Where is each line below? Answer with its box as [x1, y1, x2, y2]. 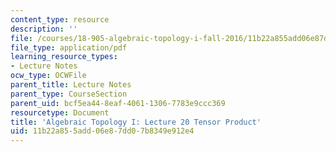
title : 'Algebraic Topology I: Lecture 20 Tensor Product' [10, 117, 262, 127]
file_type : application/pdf [10, 42, 128, 53]
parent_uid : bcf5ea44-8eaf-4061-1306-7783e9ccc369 [10, 98, 226, 108]
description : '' [10, 24, 78, 34]
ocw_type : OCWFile [10, 71, 87, 81]
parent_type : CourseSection [10, 89, 128, 99]
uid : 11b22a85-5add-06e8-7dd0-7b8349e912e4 [10, 126, 195, 136]
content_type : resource [10, 14, 110, 25]
